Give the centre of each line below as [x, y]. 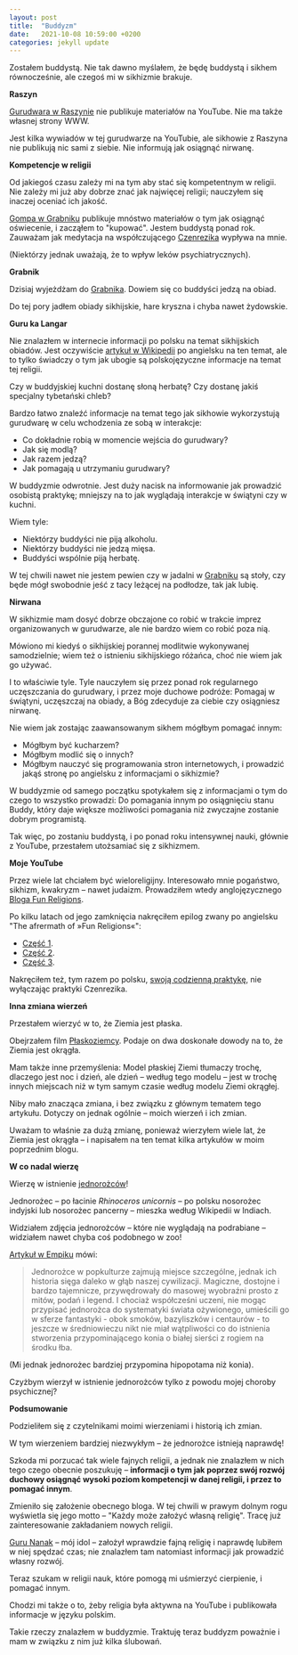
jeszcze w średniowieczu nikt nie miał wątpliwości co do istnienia [150, 1329]
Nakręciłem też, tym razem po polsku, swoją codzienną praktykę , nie [136, 980]
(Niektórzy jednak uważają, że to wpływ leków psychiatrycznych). [130, 255]
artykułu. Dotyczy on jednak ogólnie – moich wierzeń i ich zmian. [128, 1113]
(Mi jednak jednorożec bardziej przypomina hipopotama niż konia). [132, 1365]
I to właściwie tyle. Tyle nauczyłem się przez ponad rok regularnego [134, 682]
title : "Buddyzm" [43, 26]
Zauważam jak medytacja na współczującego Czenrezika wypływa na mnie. [148, 238]
